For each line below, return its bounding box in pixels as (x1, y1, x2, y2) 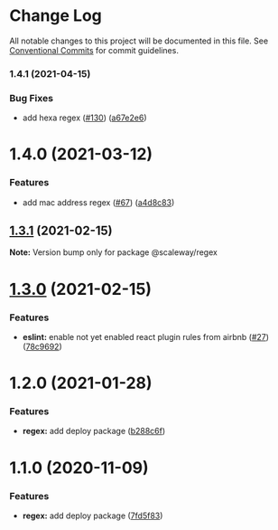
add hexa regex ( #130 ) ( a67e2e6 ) (22, 112, 147, 123)
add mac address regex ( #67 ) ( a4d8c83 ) (22, 196, 175, 208)
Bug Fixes (9, 91, 54, 104)
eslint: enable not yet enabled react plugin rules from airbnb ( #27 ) (22, 331, 269, 342)
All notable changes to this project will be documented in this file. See (9, 35, 269, 46)
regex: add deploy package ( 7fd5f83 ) (22, 510, 163, 521)
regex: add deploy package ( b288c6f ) (22, 426, 166, 437)
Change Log (9, 5, 102, 26)
